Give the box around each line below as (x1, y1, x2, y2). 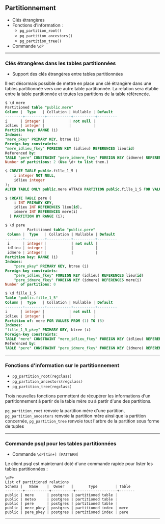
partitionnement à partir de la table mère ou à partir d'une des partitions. (5, 398, 152, 404)
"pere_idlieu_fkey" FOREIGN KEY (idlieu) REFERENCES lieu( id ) (14, 273, 144, 278)
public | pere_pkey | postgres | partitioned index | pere (5, 510, 129, 515)
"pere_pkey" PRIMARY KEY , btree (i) (14, 263, 89, 269)
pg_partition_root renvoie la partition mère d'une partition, (5, 408, 125, 414)
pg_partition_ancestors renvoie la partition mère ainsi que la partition (5, 413, 146, 419)
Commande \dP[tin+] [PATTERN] (12, 451, 79, 457)
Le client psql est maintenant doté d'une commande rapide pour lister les (5, 461, 153, 467)
